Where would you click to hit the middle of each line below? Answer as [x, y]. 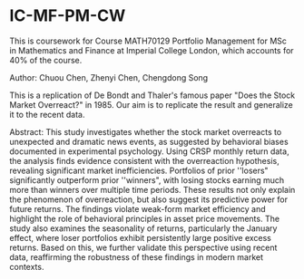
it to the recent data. [47, 114]
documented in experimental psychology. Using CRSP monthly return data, [149, 151]
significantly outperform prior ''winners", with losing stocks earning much [147, 180]
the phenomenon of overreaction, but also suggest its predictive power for [149, 199]
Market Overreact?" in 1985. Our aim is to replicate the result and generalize [151, 104]
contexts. [27, 266]
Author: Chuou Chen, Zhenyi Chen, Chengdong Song [109, 77]
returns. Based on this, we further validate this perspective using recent [143, 247]
